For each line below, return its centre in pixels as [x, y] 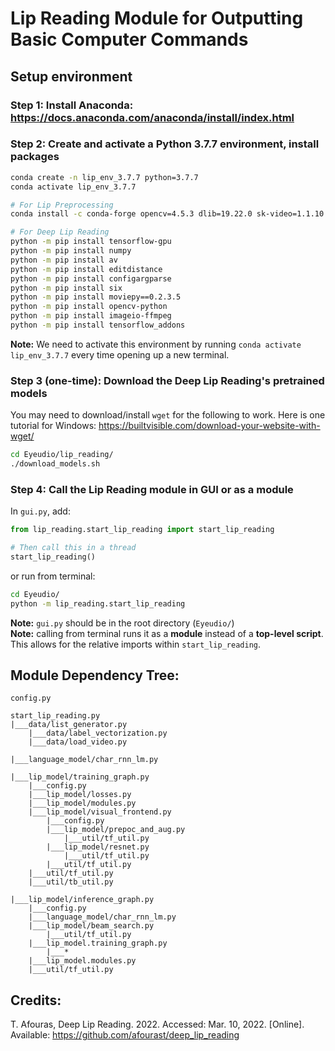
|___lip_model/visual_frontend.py [100, 812]
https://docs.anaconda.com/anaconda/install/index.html [152, 117]
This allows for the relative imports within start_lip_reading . [135, 644]
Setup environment [71, 76]
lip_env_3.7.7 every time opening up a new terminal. [120, 354]
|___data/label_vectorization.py [98, 733]
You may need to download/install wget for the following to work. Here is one [168, 415]
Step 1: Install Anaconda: [72, 105]
